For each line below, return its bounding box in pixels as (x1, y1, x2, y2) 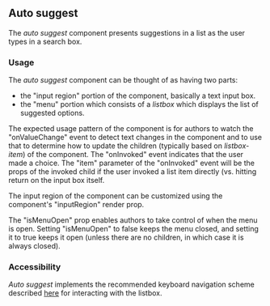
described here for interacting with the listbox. (8, 288, 162, 298)
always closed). (8, 241, 61, 251)
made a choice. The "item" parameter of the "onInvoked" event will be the (8, 158, 255, 168)
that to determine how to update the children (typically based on (8, 141, 223, 151)
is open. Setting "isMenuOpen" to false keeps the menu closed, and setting (8, 224, 259, 234)
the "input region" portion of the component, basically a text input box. (19, 91, 256, 100)
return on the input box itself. (8, 176, 105, 185)
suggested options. (19, 108, 85, 118)
